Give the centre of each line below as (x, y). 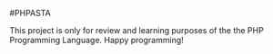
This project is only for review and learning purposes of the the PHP (136, 30)
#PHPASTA (30, 13)
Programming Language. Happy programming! (96, 40)
